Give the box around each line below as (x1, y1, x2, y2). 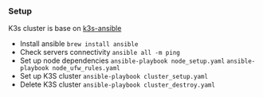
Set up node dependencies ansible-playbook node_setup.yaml (19, 56, 226, 65)
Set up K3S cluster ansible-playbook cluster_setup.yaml (19, 72, 209, 81)
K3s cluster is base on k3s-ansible (8, 24, 122, 33)
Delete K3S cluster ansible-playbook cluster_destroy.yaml (19, 80, 215, 89)
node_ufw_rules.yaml (52, 64, 121, 72)
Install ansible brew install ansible (19, 39, 139, 48)
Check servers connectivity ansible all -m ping (19, 48, 181, 57)
